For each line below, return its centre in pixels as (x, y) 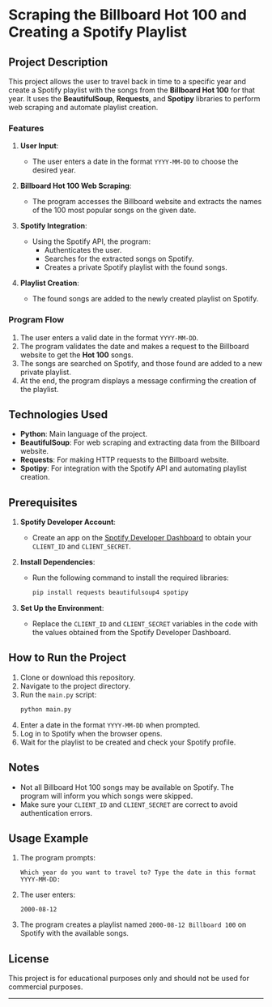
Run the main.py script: (58, 694)
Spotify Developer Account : (68, 522)
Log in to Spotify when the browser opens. (91, 733)
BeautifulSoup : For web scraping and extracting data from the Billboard (140, 442)
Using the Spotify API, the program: (91, 241)
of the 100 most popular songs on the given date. (114, 210)
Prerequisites (43, 503)
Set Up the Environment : (62, 608)
